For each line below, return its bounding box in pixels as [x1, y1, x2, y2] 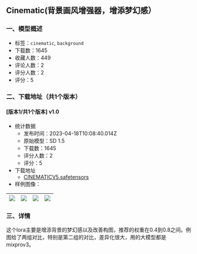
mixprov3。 [6, 241, 34, 248]
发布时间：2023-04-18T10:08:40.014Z [23, 129, 117, 137]
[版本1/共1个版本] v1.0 [6, 108, 60, 115]
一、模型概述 [6, 25, 43, 33]
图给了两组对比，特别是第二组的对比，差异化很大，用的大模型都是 [6, 234, 166, 241]
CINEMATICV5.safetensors [23, 173, 89, 180]
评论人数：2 [14, 61, 44, 69]
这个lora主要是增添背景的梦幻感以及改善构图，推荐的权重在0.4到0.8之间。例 [6, 226, 192, 233]
